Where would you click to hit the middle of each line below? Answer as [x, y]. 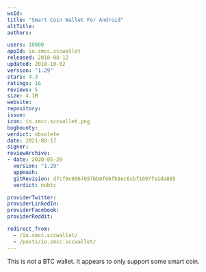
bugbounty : [23, 127]
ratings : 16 [24, 83]
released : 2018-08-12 [38, 58]
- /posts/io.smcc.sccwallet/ [55, 242]
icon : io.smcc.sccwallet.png [49, 121]
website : [20, 102]
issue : [16, 115]
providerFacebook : [33, 210]
